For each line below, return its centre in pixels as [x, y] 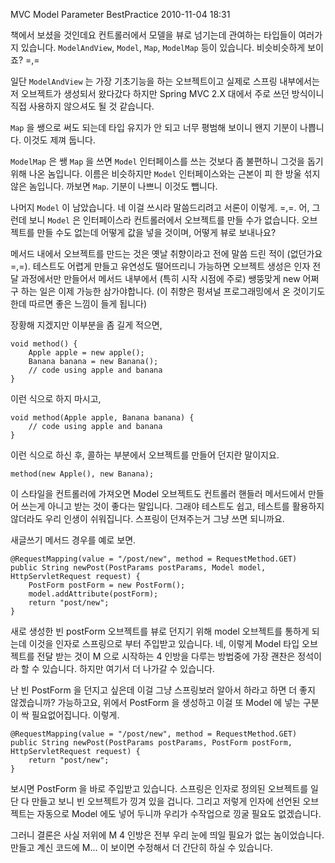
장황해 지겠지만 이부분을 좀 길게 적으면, [86, 325]
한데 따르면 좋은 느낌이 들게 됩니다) [78, 303]
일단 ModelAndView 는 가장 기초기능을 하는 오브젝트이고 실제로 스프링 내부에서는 [165, 81]
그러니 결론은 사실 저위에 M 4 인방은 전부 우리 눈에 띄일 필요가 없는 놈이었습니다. [167, 835]
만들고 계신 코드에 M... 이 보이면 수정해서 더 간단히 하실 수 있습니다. [141, 847]
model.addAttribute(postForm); [93, 594]
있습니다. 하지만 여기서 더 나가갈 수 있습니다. [128, 668]
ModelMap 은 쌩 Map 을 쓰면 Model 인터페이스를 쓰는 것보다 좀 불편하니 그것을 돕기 [167, 161]
